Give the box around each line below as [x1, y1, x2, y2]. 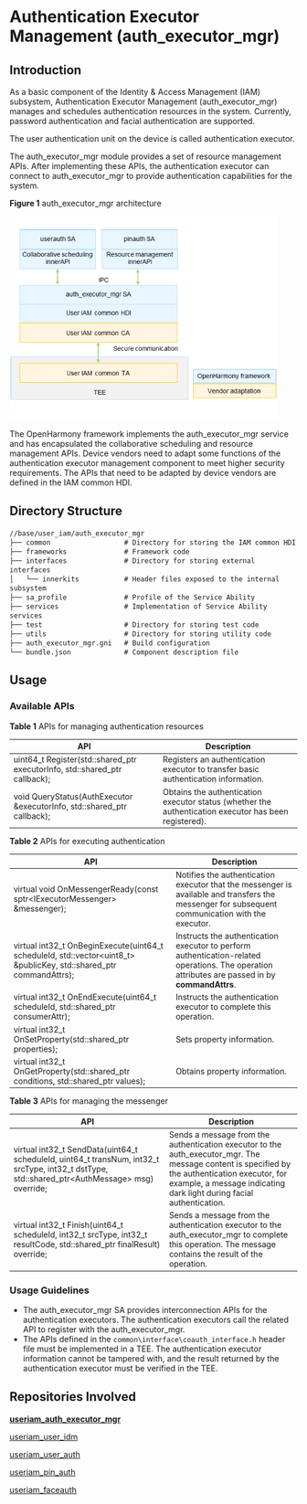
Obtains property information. [175, 1065, 288, 1076]
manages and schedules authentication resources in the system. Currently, [9, 106, 292, 116]
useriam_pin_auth [9, 1467, 76, 1478]
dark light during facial [168, 1188, 254, 1198]
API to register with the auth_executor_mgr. [22, 1324, 185, 1335]
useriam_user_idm [9, 1431, 79, 1442]
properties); [13, 1043, 58, 1054]
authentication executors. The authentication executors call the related [22, 1314, 290, 1326]
